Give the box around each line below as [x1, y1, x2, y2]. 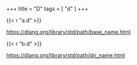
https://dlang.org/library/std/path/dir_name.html [6, 52, 126, 59]
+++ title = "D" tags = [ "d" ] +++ [6, 5, 89, 12]
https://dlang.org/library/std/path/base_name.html [6, 28, 131, 36]
